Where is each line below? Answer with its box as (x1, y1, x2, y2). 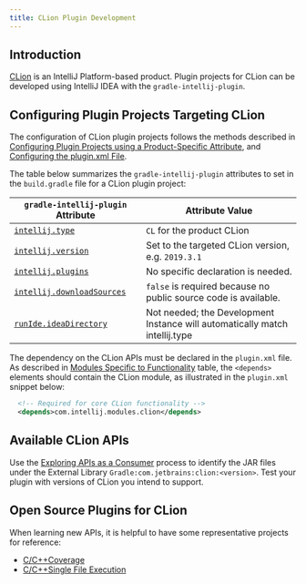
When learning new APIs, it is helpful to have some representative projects (9, 527, 289, 538)
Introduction (9, 47, 82, 63)
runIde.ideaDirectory (14, 319, 107, 329)
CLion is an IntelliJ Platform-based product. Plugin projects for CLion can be (9, 71, 296, 82)
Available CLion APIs (9, 433, 129, 448)
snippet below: (9, 382, 66, 393)
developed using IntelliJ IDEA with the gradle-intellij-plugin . (9, 81, 246, 92)
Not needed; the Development (145, 306, 275, 319)
